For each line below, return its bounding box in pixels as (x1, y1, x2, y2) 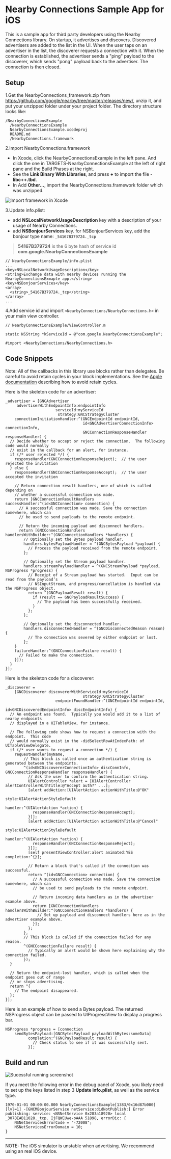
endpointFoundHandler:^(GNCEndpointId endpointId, (55, 698, 165, 703)
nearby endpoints (5, 716, 42, 721)
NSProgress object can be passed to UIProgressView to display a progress (5, 1011, 162, 1017)
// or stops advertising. (10, 979, 65, 984)
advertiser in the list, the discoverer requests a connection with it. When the (5, 47, 164, 54)
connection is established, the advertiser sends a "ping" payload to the (5, 52, 154, 59)
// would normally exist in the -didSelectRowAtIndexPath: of (10, 738, 145, 744)
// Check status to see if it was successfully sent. (32, 1040, 149, 1045)
